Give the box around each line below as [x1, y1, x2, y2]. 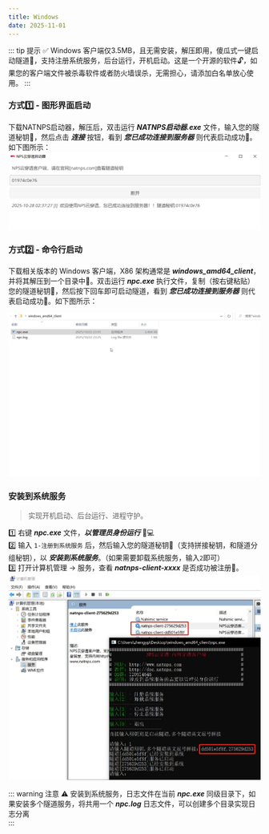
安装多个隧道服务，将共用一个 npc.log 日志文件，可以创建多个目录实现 [14, 799, 249, 809]
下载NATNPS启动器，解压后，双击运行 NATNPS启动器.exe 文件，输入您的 [8, 122, 253, 132]
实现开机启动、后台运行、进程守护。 [27, 510, 148, 520]
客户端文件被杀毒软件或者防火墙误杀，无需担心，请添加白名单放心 [29, 68, 247, 78]
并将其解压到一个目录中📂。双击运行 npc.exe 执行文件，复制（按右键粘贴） [8, 277, 255, 286]
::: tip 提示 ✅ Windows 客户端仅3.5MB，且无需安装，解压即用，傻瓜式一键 [8, 45, 252, 55]
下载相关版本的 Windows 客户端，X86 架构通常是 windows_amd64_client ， [8, 266, 261, 276]
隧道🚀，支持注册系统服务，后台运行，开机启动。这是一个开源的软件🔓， [14, 55, 251, 65]
